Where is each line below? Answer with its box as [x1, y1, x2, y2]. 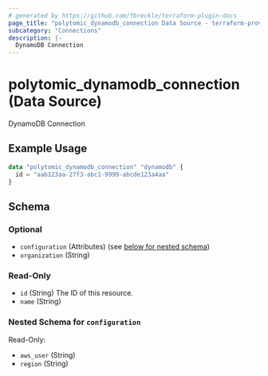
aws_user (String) [19, 350, 76, 359]
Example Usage [8, 142, 88, 155]
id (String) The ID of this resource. [19, 288, 134, 298]
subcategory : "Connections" [8, 26, 102, 34]
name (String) [19, 296, 61, 307]
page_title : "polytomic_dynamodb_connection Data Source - [8, 19, 209, 27]
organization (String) [19, 250, 90, 260]
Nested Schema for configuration [8, 316, 141, 327]
